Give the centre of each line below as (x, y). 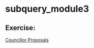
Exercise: (20, 28)
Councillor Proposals (27, 40)
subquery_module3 (47, 9)
